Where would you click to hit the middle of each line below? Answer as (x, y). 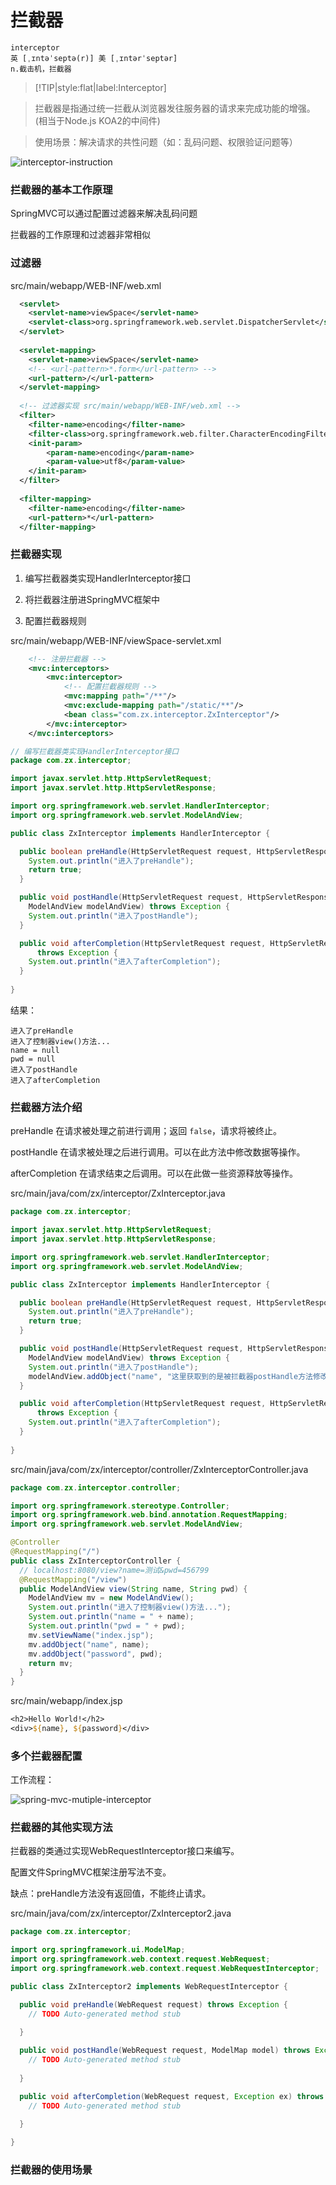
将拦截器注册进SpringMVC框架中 (92, 599)
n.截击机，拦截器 (41, 69)
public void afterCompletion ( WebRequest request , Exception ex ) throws (172, 2096)
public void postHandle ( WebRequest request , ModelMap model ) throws (165, 2051)
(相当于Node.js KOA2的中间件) (97, 120)
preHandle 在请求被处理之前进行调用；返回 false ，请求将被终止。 (146, 1131)
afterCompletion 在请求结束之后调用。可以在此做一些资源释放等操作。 (154, 1173)
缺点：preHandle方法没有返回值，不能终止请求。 (111, 1893)
